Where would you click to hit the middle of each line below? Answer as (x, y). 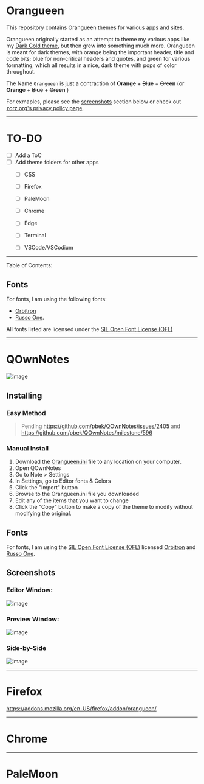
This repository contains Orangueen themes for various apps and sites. (95, 27)
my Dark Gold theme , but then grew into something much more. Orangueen (101, 46)
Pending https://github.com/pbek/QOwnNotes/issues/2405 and (101, 426)
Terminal (35, 236)
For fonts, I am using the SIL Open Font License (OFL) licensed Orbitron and (101, 547)
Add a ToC (28, 155)
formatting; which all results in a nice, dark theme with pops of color (92, 65)
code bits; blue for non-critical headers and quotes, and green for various (98, 58)
